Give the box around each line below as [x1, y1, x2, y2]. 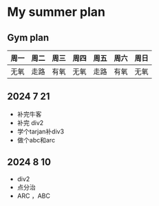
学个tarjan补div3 [17, 127, 64, 135]
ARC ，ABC [17, 191, 50, 200]
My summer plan [7, 4, 105, 20]
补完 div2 [17, 118, 44, 127]
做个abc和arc [17, 135, 56, 144]
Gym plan [7, 32, 50, 44]
